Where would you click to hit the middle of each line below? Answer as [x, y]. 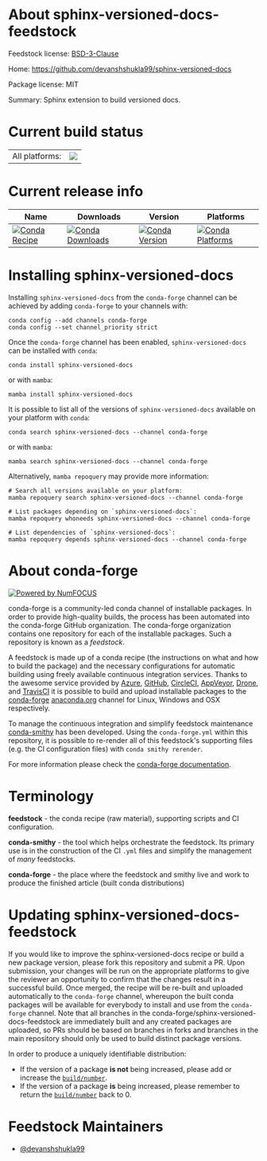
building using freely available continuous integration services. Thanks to [128, 674]
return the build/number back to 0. [75, 1094]
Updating [40, 915]
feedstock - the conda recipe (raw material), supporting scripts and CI [124, 818]
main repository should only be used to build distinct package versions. [125, 1038]
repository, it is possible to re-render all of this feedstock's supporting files [130, 740]
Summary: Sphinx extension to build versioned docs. [95, 99]
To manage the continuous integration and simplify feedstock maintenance [131, 723]
